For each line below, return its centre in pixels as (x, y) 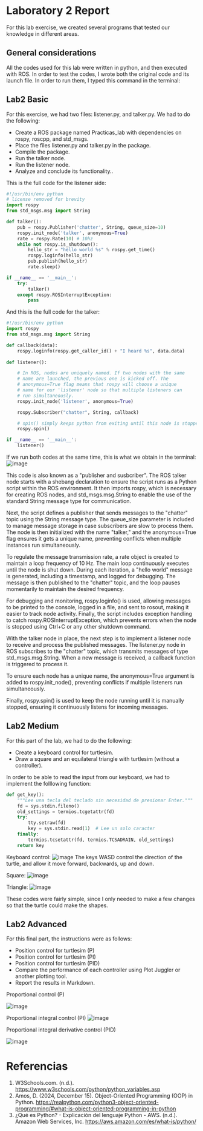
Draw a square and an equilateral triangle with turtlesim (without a (97, 758)
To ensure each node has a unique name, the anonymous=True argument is (100, 676)
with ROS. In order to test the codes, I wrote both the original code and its (98, 74)
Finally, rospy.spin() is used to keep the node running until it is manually (95, 701)
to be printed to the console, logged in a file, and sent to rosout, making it (98, 607)
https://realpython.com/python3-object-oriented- (97, 1102)
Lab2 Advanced (37, 924)
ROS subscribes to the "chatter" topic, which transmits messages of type (97, 651)
